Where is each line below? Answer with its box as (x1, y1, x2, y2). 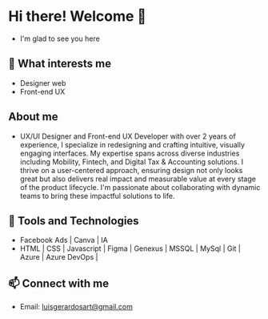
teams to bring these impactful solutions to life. (19, 191, 175, 200)
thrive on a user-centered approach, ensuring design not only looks (19, 165, 243, 175)
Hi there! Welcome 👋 (8, 7, 146, 26)
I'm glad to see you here (19, 34, 100, 43)
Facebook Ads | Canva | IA (19, 236, 108, 245)
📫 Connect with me (8, 277, 110, 290)
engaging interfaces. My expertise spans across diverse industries (19, 148, 240, 158)
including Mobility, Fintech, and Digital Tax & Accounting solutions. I (19, 156, 244, 167)
